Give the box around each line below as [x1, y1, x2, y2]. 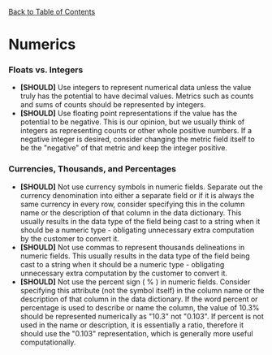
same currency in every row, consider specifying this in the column [19, 199, 245, 209]
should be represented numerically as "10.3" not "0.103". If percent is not [19, 311, 264, 321]
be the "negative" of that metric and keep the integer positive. [19, 143, 227, 153]
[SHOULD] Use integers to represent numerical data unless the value [19, 83, 252, 93]
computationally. [19, 337, 76, 347]
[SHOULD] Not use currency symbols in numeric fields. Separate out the [19, 182, 264, 192]
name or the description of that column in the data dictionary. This [19, 207, 242, 218]
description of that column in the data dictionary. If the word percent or [19, 294, 258, 304]
